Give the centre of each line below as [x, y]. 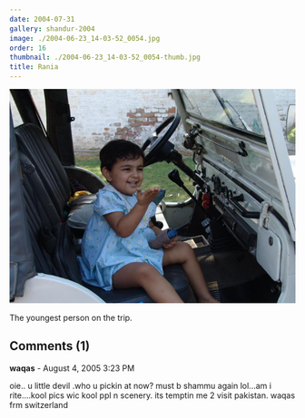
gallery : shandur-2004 [52, 29]
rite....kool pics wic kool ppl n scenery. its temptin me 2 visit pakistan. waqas [152, 395]
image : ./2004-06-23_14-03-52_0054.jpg [85, 38]
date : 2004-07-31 [42, 19]
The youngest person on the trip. [71, 318]
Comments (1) [50, 346]
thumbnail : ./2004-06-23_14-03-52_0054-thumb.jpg [105, 58]
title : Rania [34, 67]
